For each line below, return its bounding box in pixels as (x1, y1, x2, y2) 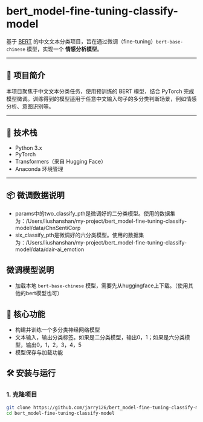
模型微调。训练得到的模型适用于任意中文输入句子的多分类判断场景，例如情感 (6, 95, 197, 102)
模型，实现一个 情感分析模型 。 (27, 45, 103, 53)
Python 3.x (14, 144, 42, 152)
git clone (6, 404, 31, 411)
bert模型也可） (25, 290, 63, 297)
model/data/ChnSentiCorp (14, 225, 81, 232)
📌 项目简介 (6, 71, 45, 81)
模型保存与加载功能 (14, 349, 63, 356)
